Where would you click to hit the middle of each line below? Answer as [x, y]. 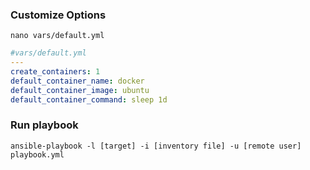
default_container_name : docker [77, 81]
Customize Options [58, 15]
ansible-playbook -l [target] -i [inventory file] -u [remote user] [156, 146]
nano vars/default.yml [57, 36]
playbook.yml [37, 154]
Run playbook [44, 125]
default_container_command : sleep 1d [89, 99]
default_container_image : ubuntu [80, 90]
